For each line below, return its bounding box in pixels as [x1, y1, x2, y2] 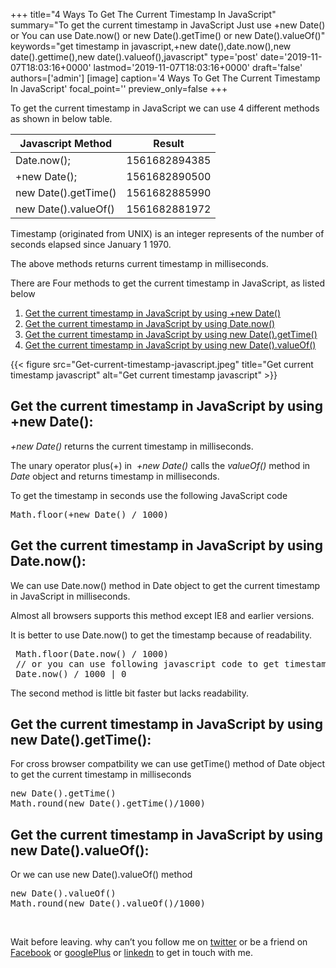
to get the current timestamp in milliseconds [10, 769, 192, 781]
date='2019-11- [259, 51, 323, 63]
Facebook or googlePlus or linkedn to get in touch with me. [10, 947, 254, 959]
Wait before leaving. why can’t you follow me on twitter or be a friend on [10, 936, 308, 948]
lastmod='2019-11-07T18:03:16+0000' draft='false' [93, 62, 303, 73]
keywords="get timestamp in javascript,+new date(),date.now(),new [10, 40, 292, 52]
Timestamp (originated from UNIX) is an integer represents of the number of [10, 228, 325, 239]
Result [153, 137, 185, 150]
